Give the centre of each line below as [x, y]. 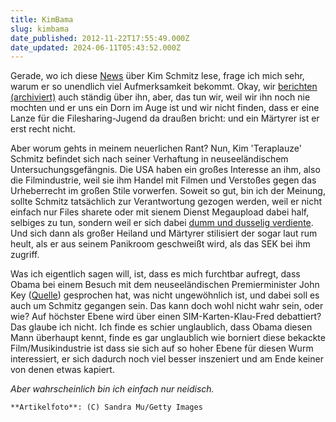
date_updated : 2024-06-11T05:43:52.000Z [96, 47]
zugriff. [25, 255]
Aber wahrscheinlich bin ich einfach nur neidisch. [112, 389]
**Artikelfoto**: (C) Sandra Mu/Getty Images [106, 407]
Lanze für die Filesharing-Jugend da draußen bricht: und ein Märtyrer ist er [165, 118]
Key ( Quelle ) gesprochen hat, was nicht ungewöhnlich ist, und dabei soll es [165, 295]
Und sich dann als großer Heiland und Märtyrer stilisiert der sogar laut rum [164, 233]
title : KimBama [42, 19]
